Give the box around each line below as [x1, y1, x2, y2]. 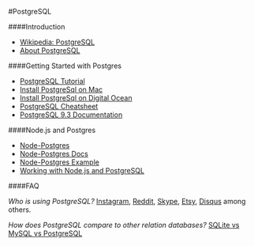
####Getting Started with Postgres [8, 61, 122, 70]
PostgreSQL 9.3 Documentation [19, 110, 123, 119]
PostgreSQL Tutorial [19, 77, 85, 85]
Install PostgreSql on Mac [19, 85, 103, 94]
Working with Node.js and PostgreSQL [19, 166, 144, 175]
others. [8, 205, 32, 214]
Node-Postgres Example [19, 157, 100, 167]
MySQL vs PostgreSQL [8, 229, 83, 238]
